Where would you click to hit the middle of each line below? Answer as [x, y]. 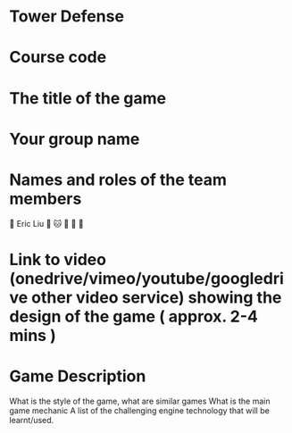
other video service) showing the [156, 297]
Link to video [58, 259]
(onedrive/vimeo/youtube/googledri [146, 278]
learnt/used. [32, 420]
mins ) [33, 335]
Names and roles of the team [118, 179]
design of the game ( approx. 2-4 [134, 316]
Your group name [75, 139]
